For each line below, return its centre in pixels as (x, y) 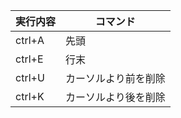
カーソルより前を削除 (115, 78)
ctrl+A (30, 40)
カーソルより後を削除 (115, 97)
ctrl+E (29, 59)
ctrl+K (30, 96)
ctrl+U (30, 77)
